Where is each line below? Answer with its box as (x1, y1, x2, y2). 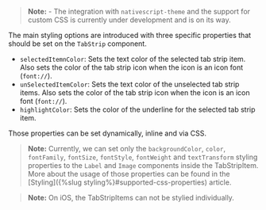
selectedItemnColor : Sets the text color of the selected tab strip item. (19, 55, 246, 63)
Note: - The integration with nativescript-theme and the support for (27, 7, 251, 16)
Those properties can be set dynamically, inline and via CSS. (8, 128, 206, 138)
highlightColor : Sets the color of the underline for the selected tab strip (19, 105, 256, 114)
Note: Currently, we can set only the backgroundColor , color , (27, 144, 226, 153)
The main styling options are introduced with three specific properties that (8, 31, 252, 40)
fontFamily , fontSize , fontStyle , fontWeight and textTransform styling (27, 152, 258, 162)
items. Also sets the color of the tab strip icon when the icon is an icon (19, 88, 250, 97)
